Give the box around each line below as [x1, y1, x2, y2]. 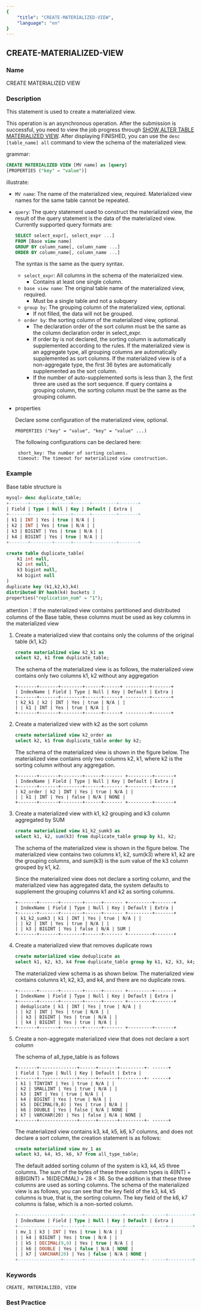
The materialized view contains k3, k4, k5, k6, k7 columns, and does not [14, 1128, 193, 1135]
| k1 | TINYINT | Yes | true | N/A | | [14, 1080, 115, 1086]
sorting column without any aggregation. [14, 761, 116, 769]
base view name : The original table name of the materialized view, [23, 285, 185, 292]
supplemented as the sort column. [32, 368, 118, 375]
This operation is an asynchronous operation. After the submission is [6, 120, 176, 127]
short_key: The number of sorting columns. [17, 450, 128, 457]
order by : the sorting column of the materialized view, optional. [23, 317, 180, 324]
